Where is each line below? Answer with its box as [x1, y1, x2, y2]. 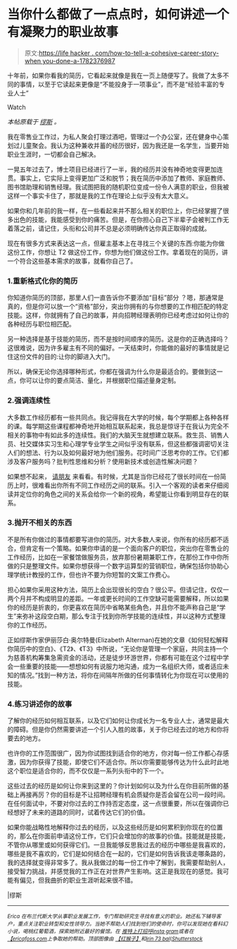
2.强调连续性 [7, 396, 51, 405]
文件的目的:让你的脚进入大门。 [25, 353, 115, 361]
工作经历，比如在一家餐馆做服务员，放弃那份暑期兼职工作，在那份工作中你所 [7, 553, 229, 561]
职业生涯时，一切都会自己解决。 [7, 149, 100, 159]
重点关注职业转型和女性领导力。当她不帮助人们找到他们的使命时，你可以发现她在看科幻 [17, 921, 229, 928]
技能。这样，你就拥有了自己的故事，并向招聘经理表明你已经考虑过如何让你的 [7, 311, 229, 319]
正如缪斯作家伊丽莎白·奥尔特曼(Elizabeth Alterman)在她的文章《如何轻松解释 [7, 635, 229, 644]
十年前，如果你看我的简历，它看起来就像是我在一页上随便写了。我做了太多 [7, 71, 223, 80]
